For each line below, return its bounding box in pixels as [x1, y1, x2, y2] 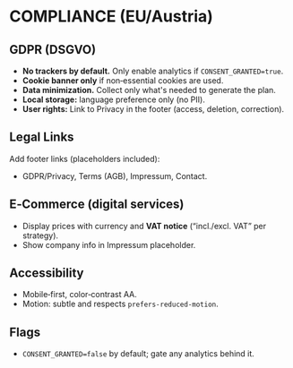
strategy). [22, 230, 59, 241]
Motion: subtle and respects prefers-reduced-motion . [22, 298, 220, 310]
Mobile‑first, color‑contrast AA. [22, 289, 137, 300]
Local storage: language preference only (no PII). [22, 94, 206, 105]
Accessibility [9, 266, 84, 281]
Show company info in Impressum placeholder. [22, 239, 196, 250]
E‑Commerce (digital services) [9, 197, 185, 212]
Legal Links [9, 130, 74, 145]
